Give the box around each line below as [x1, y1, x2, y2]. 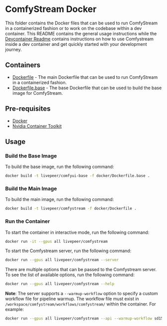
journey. [5, 46, 22, 52]
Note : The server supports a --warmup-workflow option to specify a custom [5, 291, 158, 297]
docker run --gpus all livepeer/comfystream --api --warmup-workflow [5, 316, 153, 321]
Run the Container [5, 218, 50, 225]
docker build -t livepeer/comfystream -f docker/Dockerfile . [5, 206, 137, 211]
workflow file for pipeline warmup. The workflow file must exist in [5, 296, 139, 302]
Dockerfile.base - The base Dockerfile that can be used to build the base [12, 85, 162, 91]
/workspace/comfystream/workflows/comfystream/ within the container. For [5, 301, 157, 307]
